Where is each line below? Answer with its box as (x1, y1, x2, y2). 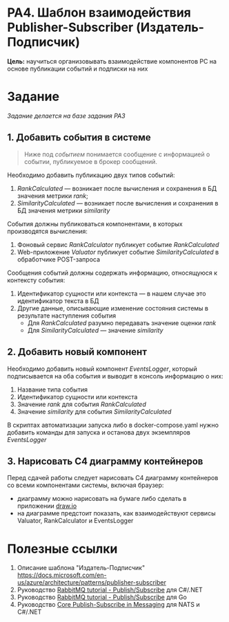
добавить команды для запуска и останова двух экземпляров (7, 428, 191, 437)
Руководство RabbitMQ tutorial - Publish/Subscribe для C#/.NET (17, 586, 203, 594)
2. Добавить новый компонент (7, 346, 147, 358)
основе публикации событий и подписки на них (7, 64, 148, 73)
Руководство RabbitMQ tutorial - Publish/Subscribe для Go (17, 593, 188, 601)
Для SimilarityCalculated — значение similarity (27, 326, 163, 334)
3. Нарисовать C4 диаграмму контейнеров (7, 455, 203, 467)
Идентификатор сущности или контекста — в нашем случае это (17, 289, 206, 298)
